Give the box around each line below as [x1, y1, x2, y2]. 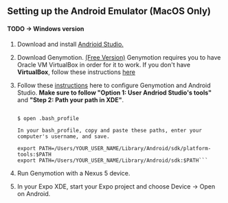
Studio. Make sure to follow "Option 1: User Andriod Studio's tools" [16, 88, 212, 97]
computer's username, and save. [16, 133, 110, 140]
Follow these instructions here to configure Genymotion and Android [16, 81, 211, 89]
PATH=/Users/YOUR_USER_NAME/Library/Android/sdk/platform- [38, 145, 212, 152]
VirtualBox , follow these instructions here [16, 68, 136, 76]
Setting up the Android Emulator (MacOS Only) [7, 5, 212, 17]
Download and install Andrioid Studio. [16, 40, 124, 48]
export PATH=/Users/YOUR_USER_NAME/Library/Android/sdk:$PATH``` [16, 157, 208, 164]
